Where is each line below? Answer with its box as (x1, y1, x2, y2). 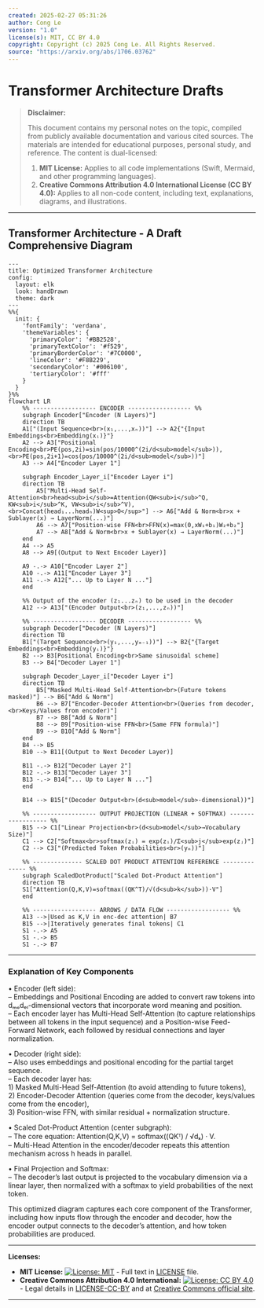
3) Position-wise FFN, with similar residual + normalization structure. (8, 1108, 230, 1117)
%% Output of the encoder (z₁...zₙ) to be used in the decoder (22, 596, 234, 605)
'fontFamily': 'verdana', (22, 321, 108, 330)
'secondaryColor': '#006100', (28, 363, 128, 371)
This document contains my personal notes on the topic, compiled (27, 123, 242, 132)
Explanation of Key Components (8, 965, 134, 976)
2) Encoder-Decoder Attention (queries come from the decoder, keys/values (8, 1091, 255, 1101)
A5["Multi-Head (36, 486, 86, 495)
